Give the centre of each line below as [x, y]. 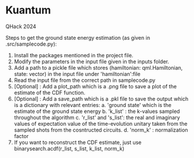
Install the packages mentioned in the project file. [74, 55]
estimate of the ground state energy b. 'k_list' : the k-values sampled [97, 111]
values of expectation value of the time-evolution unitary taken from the [101, 123]
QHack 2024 [21, 26]
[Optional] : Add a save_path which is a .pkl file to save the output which [101, 99]
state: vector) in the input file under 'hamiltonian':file [77, 74]
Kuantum [28, 10]
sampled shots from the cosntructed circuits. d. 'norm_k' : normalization [101, 130]
